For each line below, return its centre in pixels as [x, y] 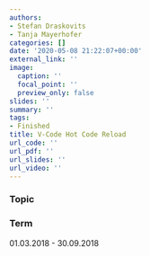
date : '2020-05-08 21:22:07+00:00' [76, 51]
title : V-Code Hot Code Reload [68, 135]
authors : [26, 18]
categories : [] [38, 43]
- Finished [30, 127]
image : [22, 68]
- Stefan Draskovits [48, 26]
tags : [19, 118]
